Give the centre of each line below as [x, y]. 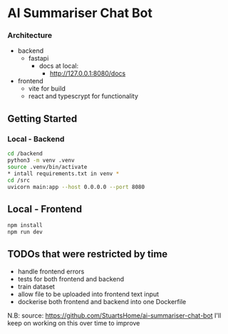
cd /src [19, 180]
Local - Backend [36, 139]
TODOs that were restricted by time [88, 254]
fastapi [38, 58]
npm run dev [25, 232]
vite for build [47, 89]
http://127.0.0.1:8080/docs [88, 73]
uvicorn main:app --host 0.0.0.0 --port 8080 [76, 187]
